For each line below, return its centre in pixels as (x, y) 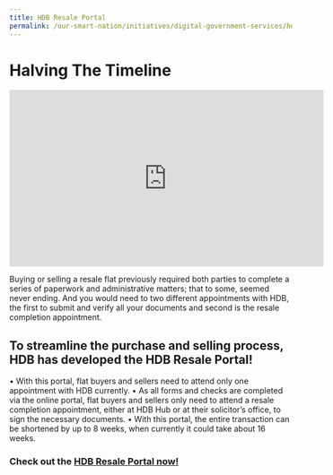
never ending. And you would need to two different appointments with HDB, (149, 298)
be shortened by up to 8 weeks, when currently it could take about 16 (138, 429)
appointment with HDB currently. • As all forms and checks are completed (146, 391)
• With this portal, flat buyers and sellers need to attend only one (129, 381)
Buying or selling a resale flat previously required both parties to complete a (149, 280)
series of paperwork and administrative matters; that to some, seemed (139, 289)
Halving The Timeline (91, 70)
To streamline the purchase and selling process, (147, 345)
